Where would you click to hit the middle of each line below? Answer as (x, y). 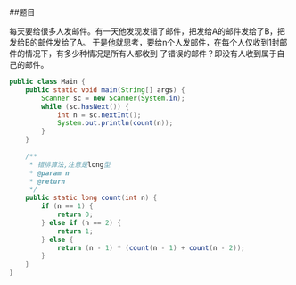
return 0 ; (75, 214)
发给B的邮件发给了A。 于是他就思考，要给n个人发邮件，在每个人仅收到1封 (144, 42)
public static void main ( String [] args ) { (105, 90)
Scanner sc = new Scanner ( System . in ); (113, 98)
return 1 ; (75, 231)
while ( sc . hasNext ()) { (85, 106)
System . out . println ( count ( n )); (115, 123)
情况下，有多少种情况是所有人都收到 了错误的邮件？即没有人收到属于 (151, 54)
